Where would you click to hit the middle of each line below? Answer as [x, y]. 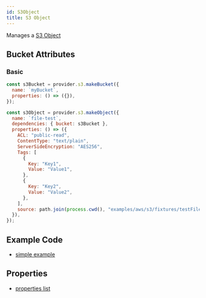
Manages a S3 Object [34, 35]
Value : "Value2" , [50, 192]
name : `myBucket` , [36, 90]
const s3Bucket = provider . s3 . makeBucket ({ [63, 84]
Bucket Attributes [41, 54]
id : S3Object [23, 12]
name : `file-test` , [37, 118]
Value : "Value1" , [50, 169]
